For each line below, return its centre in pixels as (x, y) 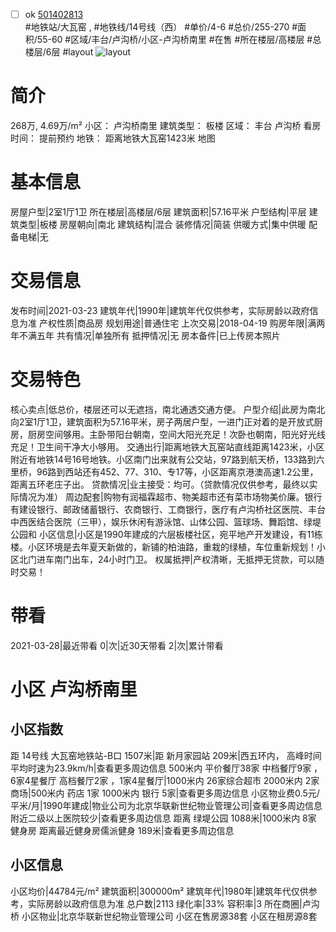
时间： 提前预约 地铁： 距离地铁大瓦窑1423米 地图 (113, 138)
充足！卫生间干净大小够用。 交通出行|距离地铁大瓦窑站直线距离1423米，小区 (167, 446)
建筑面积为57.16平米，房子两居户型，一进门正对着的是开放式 (190, 421)
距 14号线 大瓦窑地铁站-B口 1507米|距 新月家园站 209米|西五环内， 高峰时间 (166, 755)
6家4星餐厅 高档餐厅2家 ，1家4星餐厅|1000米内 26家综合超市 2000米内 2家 (165, 780)
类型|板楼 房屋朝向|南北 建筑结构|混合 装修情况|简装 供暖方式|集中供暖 (162, 224)
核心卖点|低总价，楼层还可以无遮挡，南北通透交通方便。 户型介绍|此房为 (159, 409)
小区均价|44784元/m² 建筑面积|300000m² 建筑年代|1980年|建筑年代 (151, 891)
